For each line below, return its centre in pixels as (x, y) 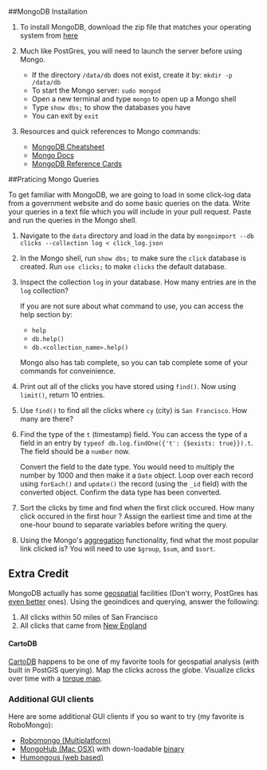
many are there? (47, 419)
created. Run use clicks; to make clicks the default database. (123, 266)
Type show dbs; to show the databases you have (111, 107)
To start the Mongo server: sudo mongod (96, 90)
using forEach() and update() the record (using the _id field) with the (133, 484)
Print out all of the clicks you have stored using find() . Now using (128, 386)
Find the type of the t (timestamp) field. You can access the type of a (133, 434)
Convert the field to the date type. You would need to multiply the (127, 467)
